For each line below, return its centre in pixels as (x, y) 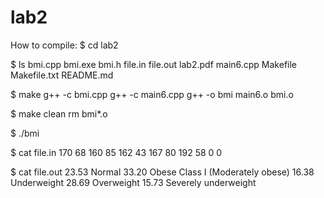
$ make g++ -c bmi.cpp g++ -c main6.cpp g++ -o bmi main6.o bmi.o (152, 94)
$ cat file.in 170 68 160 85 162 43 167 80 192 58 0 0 (116, 152)
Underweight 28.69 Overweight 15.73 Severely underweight (133, 182)
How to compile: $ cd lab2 (64, 45)
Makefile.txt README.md (62, 75)
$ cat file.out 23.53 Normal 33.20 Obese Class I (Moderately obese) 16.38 (162, 172)
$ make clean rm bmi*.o (59, 113)
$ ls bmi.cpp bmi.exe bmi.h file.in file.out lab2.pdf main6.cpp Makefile (154, 64)
